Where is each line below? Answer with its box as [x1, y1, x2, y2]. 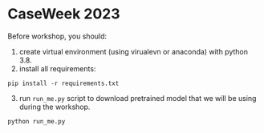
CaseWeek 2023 [7, 5, 121, 23]
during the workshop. [18, 102, 91, 111]
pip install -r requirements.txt [7, 79, 120, 87]
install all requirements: [18, 63, 96, 73]
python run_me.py [7, 117, 66, 125]
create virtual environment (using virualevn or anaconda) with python [18, 46, 249, 56]
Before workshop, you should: [7, 31, 108, 41]
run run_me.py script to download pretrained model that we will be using [18, 93, 257, 103]
